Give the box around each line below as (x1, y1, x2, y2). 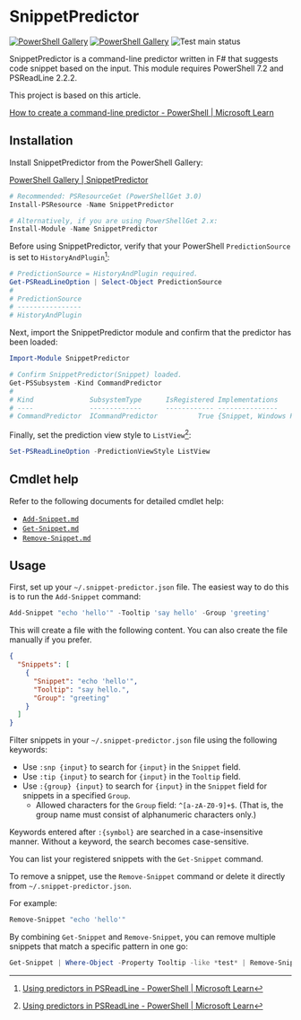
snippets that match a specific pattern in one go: (9, 941, 188, 952)
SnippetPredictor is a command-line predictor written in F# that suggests (9, 53, 279, 64)
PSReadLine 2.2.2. (9, 72, 78, 83)
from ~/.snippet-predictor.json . (9, 881, 132, 892)
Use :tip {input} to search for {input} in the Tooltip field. (21, 772, 241, 782)
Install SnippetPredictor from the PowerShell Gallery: (9, 157, 203, 168)
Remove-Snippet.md (21, 534, 91, 543)
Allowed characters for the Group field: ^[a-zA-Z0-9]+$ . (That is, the (35, 800, 284, 811)
